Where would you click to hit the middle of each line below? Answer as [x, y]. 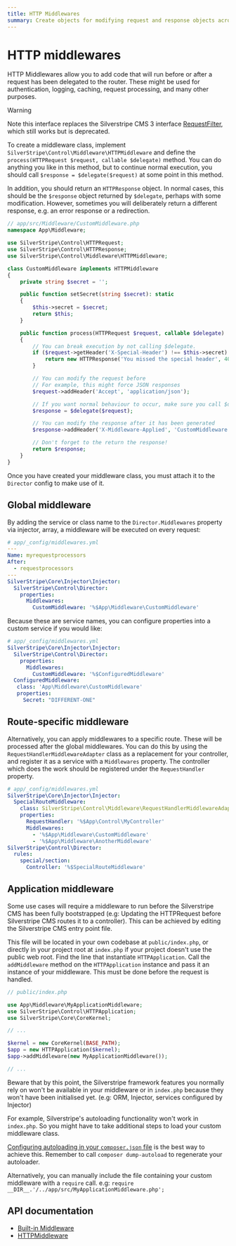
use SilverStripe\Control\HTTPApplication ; [72, 1012]
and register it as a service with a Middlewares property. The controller [109, 761]
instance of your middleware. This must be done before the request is [108, 972]
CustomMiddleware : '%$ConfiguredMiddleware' [99, 674]
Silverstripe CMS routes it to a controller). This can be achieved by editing [114, 921]
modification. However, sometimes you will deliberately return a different [112, 204]
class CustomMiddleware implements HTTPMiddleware [83, 269]
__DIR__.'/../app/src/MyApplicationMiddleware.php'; [86, 1189]
